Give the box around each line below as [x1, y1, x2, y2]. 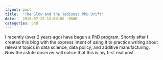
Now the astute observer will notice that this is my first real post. [5, 50, 135, 56]
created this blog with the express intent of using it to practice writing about [5, 40, 158, 45]
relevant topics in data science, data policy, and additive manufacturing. [5, 44, 150, 50]
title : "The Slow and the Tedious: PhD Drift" [5, 12, 104, 17]
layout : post [5, 7, 32, 12]
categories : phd [5, 20, 38, 26]
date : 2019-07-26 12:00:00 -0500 [5, 16, 78, 21]
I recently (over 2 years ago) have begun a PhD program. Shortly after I [5, 34, 148, 40]
